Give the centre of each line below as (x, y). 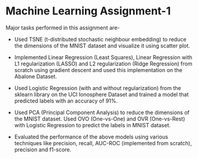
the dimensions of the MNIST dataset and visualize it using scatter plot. (102, 46)
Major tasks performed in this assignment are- (63, 28)
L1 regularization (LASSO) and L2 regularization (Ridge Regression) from (103, 64)
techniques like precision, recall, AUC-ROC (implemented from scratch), (103, 143)
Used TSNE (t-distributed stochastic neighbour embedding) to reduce (100, 39)
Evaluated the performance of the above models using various (91, 137)
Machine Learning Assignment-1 (88, 11)
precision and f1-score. (43, 149)
